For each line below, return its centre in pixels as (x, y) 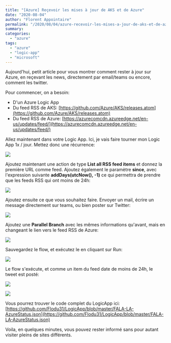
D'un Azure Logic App (36, 102)
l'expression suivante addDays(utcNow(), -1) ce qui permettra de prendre (83, 175)
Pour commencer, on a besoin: (37, 93)
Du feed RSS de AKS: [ (36, 108)
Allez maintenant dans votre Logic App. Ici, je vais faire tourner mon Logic (83, 139)
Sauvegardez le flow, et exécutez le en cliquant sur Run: (64, 250)
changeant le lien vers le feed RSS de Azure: (52, 230)
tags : (11, 43)
